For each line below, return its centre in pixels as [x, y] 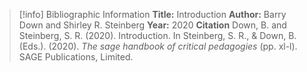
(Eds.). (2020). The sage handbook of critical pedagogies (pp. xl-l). [158, 46]
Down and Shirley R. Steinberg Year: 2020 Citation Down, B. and [152, 25]
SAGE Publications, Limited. [76, 57]
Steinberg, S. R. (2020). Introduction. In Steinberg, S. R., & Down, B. [157, 35]
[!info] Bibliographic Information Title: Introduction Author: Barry [152, 14]
